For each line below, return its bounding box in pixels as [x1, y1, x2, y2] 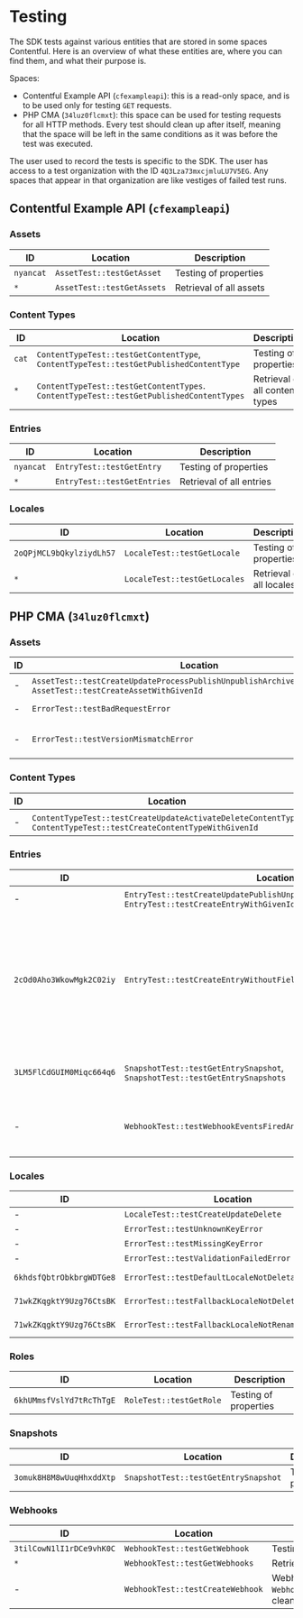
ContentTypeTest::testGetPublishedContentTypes [36, 391, 245, 400]
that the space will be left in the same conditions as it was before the [22, 128, 278, 139]
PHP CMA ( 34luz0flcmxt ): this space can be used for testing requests [22, 109, 282, 120]
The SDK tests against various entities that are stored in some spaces [9, 36, 268, 47]
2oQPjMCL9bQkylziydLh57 [14, 547, 116, 558]
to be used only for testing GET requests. [22, 99, 172, 110]
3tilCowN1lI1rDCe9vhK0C [14, 1543, 116, 1553]
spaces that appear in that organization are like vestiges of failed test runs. [9, 174, 287, 186]
